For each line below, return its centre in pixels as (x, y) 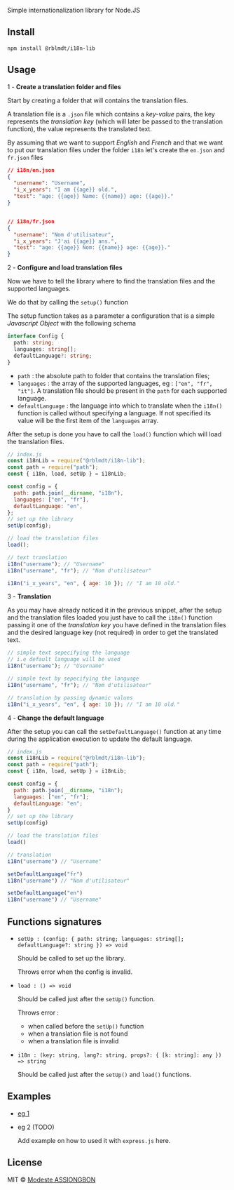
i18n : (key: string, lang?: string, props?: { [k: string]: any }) (119, 1055)
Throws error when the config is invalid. (75, 972)
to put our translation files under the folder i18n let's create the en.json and (116, 149)
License (25, 1163)
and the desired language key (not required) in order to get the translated (113, 633)
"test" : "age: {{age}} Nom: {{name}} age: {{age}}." (92, 248)
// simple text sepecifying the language (69, 653)
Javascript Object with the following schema (72, 323)
